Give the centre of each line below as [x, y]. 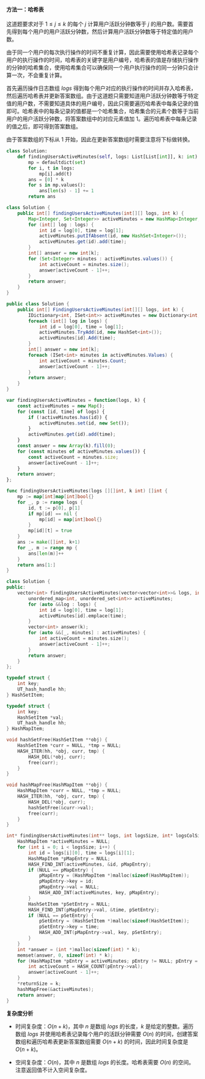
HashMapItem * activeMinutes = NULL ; [64, 842]
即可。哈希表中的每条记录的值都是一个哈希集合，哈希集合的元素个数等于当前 [103, 111]
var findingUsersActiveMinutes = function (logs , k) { [76, 401]
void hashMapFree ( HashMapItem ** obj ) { [57, 785]
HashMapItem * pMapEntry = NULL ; [70, 858]
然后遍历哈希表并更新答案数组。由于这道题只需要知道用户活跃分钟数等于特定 [103, 96]
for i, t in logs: [52, 168]
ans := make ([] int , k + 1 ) [49, 542]
